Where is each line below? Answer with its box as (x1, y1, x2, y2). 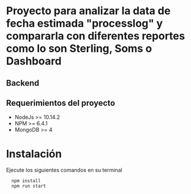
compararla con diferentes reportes (6, 30, 185, 43)
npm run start (11, 183, 46, 189)
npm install (11, 178, 41, 184)
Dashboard (6, 54, 62, 68)
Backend (6, 78, 40, 88)
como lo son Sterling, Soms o (6, 42, 153, 56)
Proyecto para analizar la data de (6, 4, 171, 18)
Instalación (6, 147, 62, 160)
